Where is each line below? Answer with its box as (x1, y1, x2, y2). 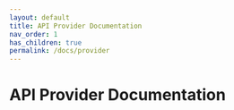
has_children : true (9, 38, 82, 47)
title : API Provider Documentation (9, 21, 143, 30)
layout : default (9, 13, 70, 22)
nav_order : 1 (9, 30, 58, 38)
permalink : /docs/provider (9, 47, 110, 55)
